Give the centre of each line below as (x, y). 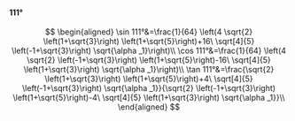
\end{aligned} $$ (149, 107)
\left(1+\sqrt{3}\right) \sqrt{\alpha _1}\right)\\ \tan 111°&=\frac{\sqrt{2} (149, 70)
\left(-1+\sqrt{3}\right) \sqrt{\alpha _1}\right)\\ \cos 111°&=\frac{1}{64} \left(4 (149, 51)
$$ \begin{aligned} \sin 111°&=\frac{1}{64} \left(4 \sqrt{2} (149, 32)
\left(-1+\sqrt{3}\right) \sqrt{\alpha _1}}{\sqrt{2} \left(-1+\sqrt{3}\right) (149, 88)
